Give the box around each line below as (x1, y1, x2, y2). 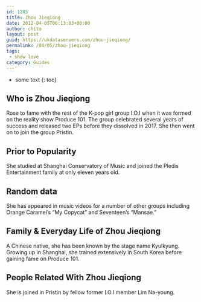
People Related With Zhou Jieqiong (6, 272, 142, 283)
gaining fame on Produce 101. (6, 255, 80, 262)
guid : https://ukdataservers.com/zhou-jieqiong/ (6, 37, 131, 43)
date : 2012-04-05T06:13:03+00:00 (6, 20, 91, 26)
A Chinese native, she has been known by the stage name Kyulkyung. (6, 242, 180, 249)
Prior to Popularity (6, 146, 77, 156)
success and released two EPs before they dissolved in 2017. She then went (6, 122, 195, 130)
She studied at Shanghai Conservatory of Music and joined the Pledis (6, 162, 179, 170)
